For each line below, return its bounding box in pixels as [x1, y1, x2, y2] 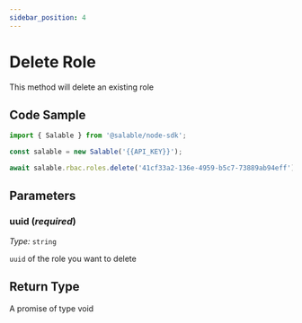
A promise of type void [9, 302, 94, 314]
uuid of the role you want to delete [9, 253, 137, 264]
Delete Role [9, 51, 96, 72]
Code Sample [9, 107, 86, 122]
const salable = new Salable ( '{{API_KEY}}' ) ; [9, 147, 182, 157]
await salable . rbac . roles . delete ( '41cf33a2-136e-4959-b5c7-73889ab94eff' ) [9, 163, 296, 173]
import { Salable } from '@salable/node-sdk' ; [9, 131, 187, 140]
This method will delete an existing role [9, 82, 155, 92]
